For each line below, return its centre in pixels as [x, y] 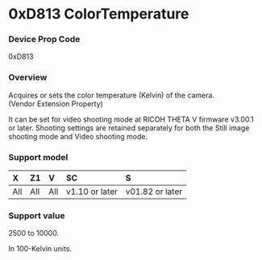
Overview [28, 77]
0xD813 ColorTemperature [99, 14]
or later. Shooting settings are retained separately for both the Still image [129, 128]
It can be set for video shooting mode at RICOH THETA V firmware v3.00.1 [131, 119]
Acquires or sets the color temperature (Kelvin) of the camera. [112, 95]
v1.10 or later [92, 192]
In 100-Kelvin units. [40, 249]
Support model [38, 157]
